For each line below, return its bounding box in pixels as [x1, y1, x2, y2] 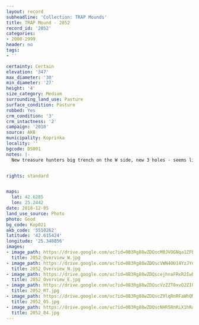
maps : [6, 189, 20, 195]
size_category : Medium [6, 91, 62, 97]
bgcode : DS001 [6, 146, 41, 152]
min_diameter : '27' [6, 80, 54, 86]
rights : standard [6, 173, 49, 179]
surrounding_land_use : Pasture [6, 96, 84, 102]
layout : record [6, 8, 44, 15]
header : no [6, 42, 33, 48]
